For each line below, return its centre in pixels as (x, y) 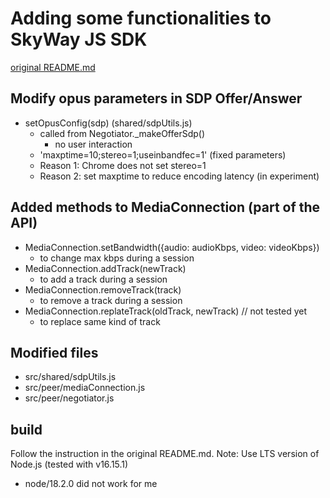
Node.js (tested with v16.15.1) (69, 464)
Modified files (54, 352)
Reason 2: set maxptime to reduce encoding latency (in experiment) (179, 176)
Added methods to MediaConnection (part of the (165, 207)
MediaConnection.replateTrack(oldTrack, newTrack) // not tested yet (166, 311)
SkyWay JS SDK (79, 39)
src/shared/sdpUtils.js (70, 377)
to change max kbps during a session (117, 258)
